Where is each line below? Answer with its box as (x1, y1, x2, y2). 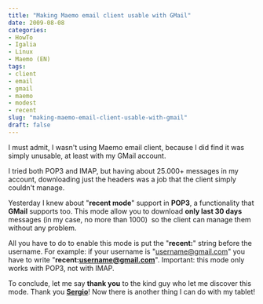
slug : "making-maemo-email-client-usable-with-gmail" (8, 114, 188, 122)
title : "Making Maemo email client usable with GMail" (8, 11, 192, 20)
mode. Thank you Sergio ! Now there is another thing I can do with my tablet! (8, 287, 256, 296)
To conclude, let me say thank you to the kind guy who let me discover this (8, 278, 252, 288)
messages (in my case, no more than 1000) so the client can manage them (8, 214, 251, 224)
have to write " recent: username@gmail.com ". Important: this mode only (8, 255, 245, 264)
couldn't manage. (8, 182, 65, 192)
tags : (8, 63, 26, 71)
